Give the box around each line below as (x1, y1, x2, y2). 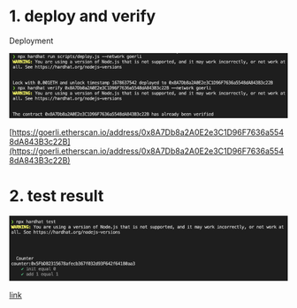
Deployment (9, 35, 54, 46)
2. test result (9, 186, 104, 207)
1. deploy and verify (9, 6, 156, 26)
